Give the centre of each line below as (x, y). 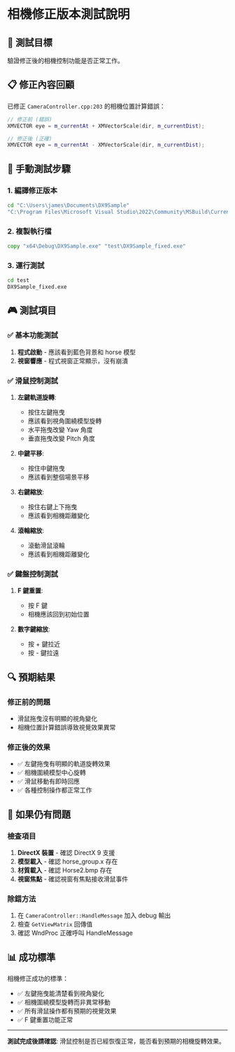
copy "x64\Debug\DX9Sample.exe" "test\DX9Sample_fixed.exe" (97, 246)
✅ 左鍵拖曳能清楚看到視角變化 (61, 994)
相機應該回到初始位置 (58, 614)
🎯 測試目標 (30, 42)
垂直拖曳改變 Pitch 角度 (62, 438)
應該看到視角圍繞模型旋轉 (65, 421)
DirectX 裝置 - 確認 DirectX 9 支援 (66, 852)
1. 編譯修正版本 (33, 190)
